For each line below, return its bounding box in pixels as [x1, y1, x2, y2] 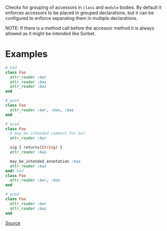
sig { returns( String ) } [10, 145, 63, 150]
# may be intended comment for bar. [10, 131, 88, 136]
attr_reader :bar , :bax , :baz [10, 107, 74, 113]
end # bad [5, 168, 24, 173]
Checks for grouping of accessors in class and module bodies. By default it [5, 5, 162, 10]
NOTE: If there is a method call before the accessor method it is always [5, 25, 154, 31]
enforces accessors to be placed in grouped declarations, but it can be [5, 10, 154, 16]
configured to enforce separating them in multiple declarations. [5, 15, 138, 21]
